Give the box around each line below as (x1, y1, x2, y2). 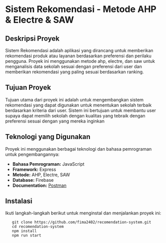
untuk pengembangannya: (5, 151, 60, 157)
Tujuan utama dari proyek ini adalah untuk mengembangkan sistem (5, 96, 144, 102)
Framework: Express (12, 166, 56, 172)
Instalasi (5, 197, 33, 205)
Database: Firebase (12, 177, 54, 183)
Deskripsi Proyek (5, 34, 60, 43)
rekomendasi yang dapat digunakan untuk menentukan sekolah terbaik (5, 102, 152, 108)
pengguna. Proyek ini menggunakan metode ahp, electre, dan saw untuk (5, 58, 155, 64)
